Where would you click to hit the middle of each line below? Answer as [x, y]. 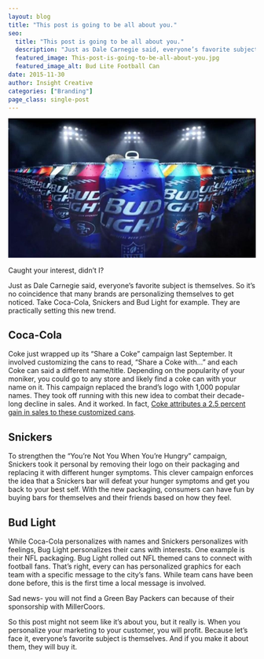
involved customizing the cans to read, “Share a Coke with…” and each [123, 362]
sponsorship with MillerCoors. [57, 607]
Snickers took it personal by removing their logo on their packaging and [124, 464]
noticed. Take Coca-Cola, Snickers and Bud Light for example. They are [124, 302]
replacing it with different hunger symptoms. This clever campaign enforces [131, 473]
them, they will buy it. [43, 647]
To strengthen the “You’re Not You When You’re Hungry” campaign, [118, 456]
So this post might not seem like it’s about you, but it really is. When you [125, 622]
